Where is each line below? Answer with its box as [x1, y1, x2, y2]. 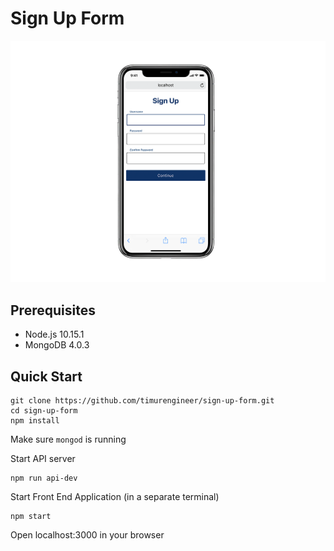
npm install [10, 415, 60, 426]
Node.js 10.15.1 [24, 328, 85, 341]
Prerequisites [10, 302, 96, 319]
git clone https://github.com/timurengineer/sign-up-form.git [10, 395, 275, 406]
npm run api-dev [10, 473, 78, 483]
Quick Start [10, 368, 83, 385]
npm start [10, 511, 52, 521]
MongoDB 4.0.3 [24, 339, 90, 351]
